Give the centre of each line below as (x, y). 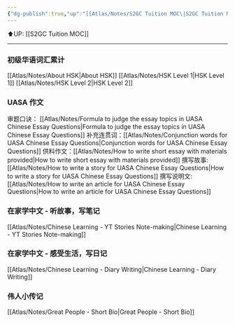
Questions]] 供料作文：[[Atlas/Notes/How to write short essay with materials (117, 151)
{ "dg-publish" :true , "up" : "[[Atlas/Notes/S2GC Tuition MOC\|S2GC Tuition (115, 14)
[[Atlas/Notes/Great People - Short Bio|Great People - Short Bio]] (101, 312)
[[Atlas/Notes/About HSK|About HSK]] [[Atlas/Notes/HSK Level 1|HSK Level (116, 75)
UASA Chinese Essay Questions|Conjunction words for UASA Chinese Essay (117, 143)
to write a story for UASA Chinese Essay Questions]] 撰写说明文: (100, 177)
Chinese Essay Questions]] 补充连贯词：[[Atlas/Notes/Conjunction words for (117, 135)
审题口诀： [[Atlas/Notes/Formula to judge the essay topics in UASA (105, 119)
